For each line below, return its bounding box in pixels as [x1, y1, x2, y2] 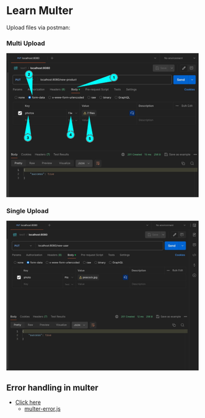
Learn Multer [6, 4, 73, 18]
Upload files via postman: [6, 24, 71, 31]
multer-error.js [24, 405, 61, 413]
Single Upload [6, 207, 49, 215]
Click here [15, 399, 41, 406]
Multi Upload [6, 39, 46, 48]
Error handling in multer [6, 382, 99, 393]
